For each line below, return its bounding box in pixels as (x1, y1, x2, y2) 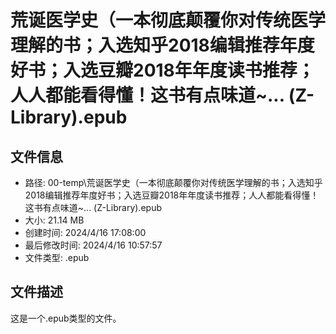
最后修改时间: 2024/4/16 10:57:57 (24, 239, 163, 251)
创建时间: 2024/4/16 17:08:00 (24, 227, 147, 238)
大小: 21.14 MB (24, 214, 85, 226)
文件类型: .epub (24, 252, 90, 263)
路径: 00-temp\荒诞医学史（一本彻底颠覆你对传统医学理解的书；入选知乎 (24, 177, 323, 188)
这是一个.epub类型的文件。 (10, 312, 122, 324)
